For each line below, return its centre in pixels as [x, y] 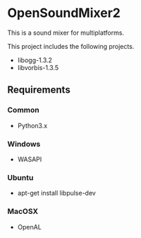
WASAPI [30, 159]
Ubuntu [20, 177]
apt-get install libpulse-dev [57, 193]
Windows [24, 144]
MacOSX [23, 212]
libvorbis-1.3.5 [38, 67]
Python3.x [32, 125]
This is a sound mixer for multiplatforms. [66, 33]
